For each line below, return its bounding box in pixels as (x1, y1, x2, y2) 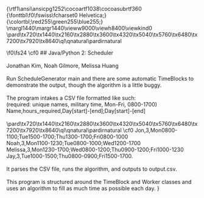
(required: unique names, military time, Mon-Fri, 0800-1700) (6, 101, 157, 108)
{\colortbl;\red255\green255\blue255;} (6, 18, 104, 25)
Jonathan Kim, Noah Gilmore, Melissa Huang (6, 62, 119, 69)
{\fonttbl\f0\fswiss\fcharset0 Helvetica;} (6, 12, 107, 19)
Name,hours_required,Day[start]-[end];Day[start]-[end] (6, 108, 146, 114)
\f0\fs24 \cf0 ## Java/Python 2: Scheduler (6, 49, 114, 56)
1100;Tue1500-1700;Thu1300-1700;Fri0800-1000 (6, 133, 128, 140)
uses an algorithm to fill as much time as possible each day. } (6, 185, 160, 192)
